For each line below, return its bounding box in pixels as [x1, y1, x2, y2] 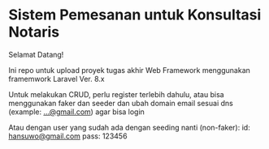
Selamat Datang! [8, 49, 64, 59]
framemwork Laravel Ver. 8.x [8, 74, 105, 83]
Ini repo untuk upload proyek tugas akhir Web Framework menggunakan [8, 65, 250, 74]
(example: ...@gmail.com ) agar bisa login [8, 107, 145, 117]
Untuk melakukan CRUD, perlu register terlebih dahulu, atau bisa [8, 89, 225, 99]
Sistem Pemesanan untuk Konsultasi [8, 6, 262, 24]
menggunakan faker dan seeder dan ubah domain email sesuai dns [8, 98, 233, 108]
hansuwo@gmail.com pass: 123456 [8, 131, 128, 141]
